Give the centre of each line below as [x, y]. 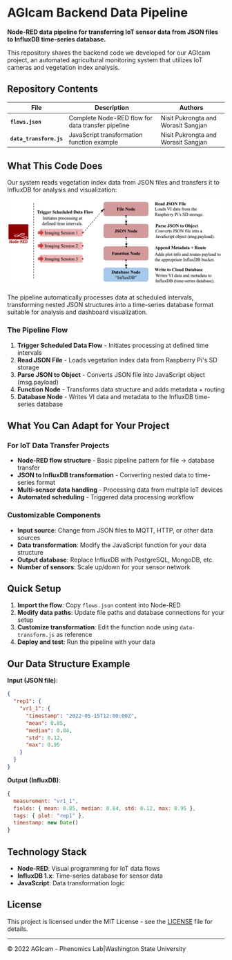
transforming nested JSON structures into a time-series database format [110, 305]
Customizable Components [54, 515]
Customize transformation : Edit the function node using [97, 627]
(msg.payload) [38, 382]
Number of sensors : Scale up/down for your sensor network [104, 567]
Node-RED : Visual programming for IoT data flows [88, 868]
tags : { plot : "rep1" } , [49, 815]
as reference [74, 635]
